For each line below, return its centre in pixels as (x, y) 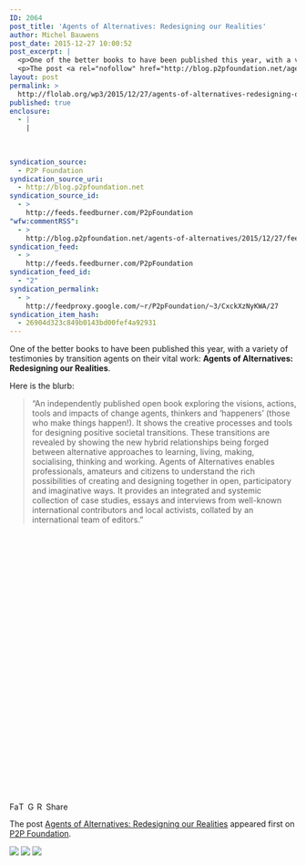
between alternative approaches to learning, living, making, (143, 452)
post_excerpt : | (40, 52)
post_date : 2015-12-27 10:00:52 (71, 43)
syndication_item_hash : (55, 314)
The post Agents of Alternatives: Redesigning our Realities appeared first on (152, 824)
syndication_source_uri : (56, 179)
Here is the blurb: (42, 386)
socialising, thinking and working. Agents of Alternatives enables (153, 462)
